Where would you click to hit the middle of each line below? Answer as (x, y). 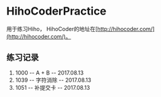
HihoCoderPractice (57, 11)
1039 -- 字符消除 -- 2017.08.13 (53, 80)
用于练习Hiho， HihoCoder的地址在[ (52, 29)
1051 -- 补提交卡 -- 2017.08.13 (53, 87)
